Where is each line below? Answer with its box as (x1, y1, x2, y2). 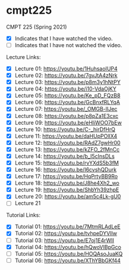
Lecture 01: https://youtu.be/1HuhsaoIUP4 (14, 65, 118, 72)
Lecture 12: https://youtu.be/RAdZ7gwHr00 (14, 139, 121, 146)
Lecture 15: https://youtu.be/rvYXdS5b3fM (14, 159, 119, 166)
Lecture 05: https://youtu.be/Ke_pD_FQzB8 (14, 92, 121, 99)
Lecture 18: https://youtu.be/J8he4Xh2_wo (14, 179, 120, 187)
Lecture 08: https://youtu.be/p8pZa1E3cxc (14, 112, 119, 119)
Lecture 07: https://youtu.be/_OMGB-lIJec (14, 105, 118, 113)
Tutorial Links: (6, 212, 40, 219)
